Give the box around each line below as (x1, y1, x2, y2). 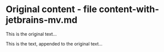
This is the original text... (6, 31, 57, 37)
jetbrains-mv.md (6, 14, 78, 26)
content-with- (98, 4, 159, 15)
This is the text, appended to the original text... (6, 40, 103, 46)
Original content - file (6, 4, 97, 15)
